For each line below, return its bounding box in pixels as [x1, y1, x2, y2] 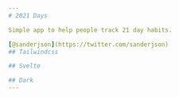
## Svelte [8, 62, 41, 70]
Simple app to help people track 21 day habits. [8, 25, 173, 34]
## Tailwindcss [8, 48, 59, 56]
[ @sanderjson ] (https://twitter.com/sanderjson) [8, 41, 169, 48]
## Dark [8, 76, 34, 84]
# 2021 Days [8, 11, 48, 20]
